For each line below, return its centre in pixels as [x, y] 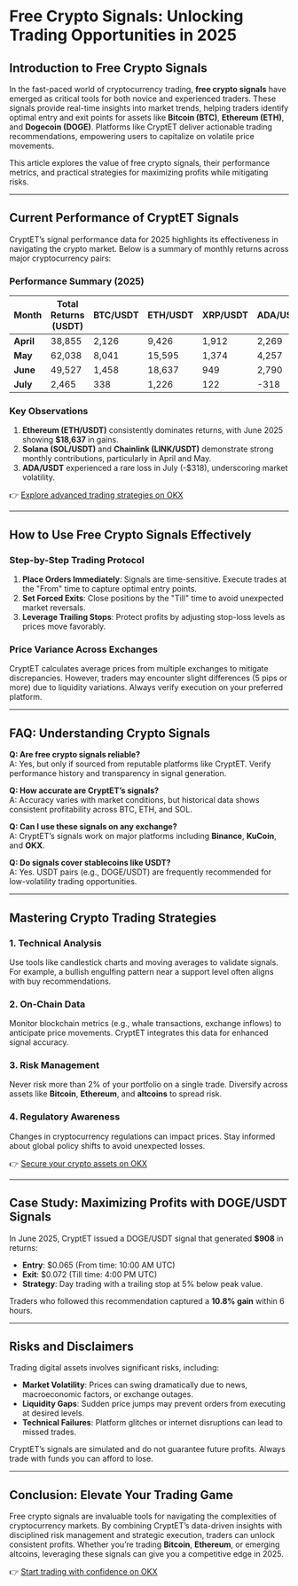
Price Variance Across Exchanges [83, 649]
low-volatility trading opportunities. [73, 882]
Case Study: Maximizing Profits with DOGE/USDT [149, 1203]
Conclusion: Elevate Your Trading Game [121, 1495]
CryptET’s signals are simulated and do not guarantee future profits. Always [147, 1449]
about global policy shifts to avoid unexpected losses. [107, 1145]
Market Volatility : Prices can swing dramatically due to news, [135, 1385]
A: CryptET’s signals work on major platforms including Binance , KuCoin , [143, 836]
